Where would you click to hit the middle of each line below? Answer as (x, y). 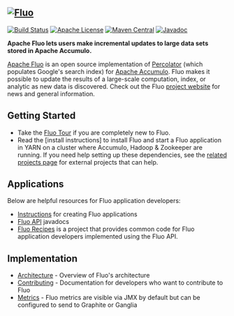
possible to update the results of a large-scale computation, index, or (107, 79)
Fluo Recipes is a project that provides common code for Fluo (106, 229)
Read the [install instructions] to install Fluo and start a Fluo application (119, 140)
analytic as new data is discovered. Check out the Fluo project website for (114, 86)
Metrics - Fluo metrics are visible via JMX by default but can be (109, 298)
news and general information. (51, 93)
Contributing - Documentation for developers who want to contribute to (120, 283)
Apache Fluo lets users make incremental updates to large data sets (108, 43)
